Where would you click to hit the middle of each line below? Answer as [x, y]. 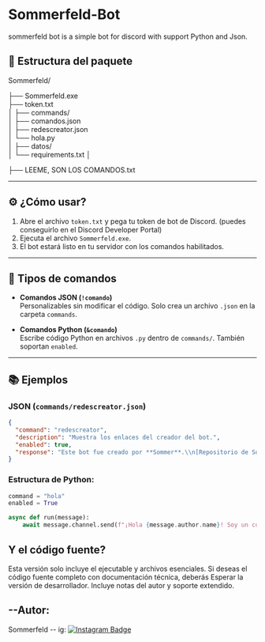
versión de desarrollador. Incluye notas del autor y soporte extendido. [121, 585]
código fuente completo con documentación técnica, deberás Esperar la [126, 577]
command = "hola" [37, 496]
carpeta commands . [48, 315]
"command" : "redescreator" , [62, 430]
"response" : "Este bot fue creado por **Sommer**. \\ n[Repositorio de [132, 452]
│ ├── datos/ [30, 146]
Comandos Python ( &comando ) [68, 330]
